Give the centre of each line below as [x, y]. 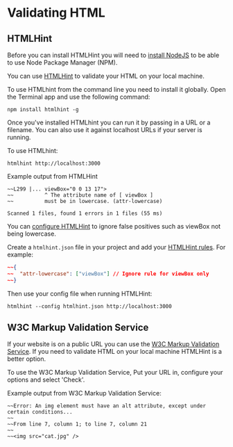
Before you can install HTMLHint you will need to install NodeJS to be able [113, 55]
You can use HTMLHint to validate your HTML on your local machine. [106, 76]
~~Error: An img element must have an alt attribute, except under [107, 406]
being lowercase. [32, 234]
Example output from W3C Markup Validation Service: [84, 393]
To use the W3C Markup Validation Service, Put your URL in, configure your [115, 373]
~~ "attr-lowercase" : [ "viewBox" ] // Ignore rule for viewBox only [108, 274]
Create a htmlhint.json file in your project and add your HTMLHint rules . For [116, 247]
